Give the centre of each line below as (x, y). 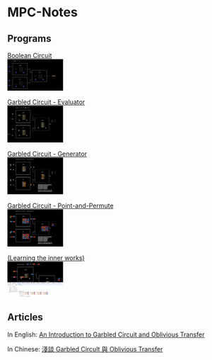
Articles (25, 317)
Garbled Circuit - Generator (47, 154)
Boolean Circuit (30, 55)
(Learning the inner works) (46, 258)
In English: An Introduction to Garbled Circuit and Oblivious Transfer (106, 334)
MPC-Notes (42, 12)
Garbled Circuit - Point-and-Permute (61, 206)
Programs (29, 39)
